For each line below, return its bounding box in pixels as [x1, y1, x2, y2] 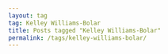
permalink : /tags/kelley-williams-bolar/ [8, 33, 147, 42]
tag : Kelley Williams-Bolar [8, 19, 101, 27]
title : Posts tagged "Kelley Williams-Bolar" [8, 26, 161, 34]
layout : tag [8, 11, 48, 20]
